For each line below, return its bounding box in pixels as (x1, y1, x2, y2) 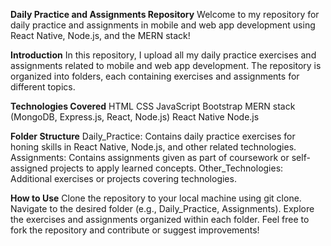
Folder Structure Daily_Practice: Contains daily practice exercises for (10, 130, 296, 142)
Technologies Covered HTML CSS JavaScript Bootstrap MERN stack (10, 100, 296, 112)
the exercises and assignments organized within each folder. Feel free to (10, 214, 310, 225)
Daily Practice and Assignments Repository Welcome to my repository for (10, 9, 320, 20)
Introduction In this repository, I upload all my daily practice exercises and (10, 49, 317, 61)
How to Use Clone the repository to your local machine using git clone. (10, 192, 302, 204)
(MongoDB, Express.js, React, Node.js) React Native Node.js (10, 111, 260, 123)
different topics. (10, 81, 76, 93)
